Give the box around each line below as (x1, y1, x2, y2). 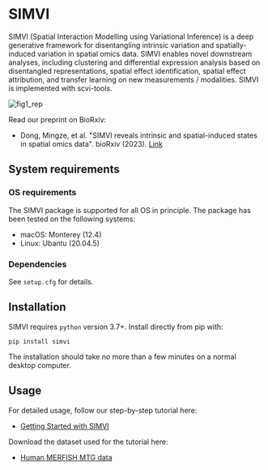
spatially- (215, 40, 247, 49)
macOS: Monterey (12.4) (19, 229, 102, 239)
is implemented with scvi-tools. (8, 83, 113, 93)
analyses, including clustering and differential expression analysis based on (8, 58, 261, 67)
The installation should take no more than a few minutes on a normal (8, 352, 236, 361)
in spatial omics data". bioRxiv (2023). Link (19, 139, 164, 148)
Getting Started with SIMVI (19, 421, 109, 430)
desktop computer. (8, 360, 71, 370)
